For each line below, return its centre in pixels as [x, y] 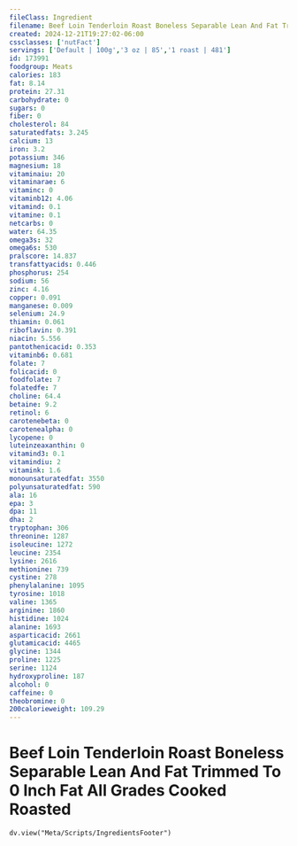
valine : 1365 [33, 602]
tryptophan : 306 [39, 528]
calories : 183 [35, 75]
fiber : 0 [25, 116]
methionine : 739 [39, 569]
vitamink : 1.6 [35, 470]
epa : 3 [21, 503]
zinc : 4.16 [29, 289]
